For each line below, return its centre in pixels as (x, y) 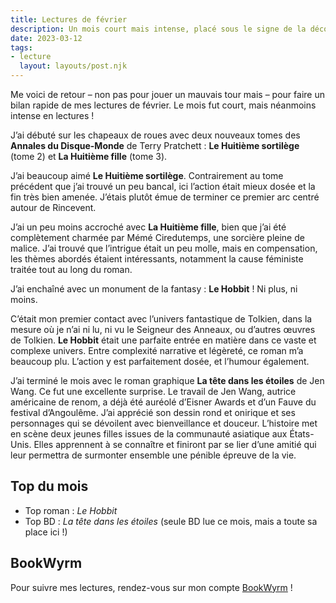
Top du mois (49, 486)
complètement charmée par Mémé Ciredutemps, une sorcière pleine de (157, 237)
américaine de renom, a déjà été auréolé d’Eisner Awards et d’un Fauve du (163, 402)
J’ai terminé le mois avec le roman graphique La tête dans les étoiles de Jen (167, 380)
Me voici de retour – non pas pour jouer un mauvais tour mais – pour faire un (167, 94)
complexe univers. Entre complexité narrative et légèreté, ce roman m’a (157, 350)
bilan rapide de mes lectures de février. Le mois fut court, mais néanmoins (163, 105)
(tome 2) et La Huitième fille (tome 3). (89, 156)
